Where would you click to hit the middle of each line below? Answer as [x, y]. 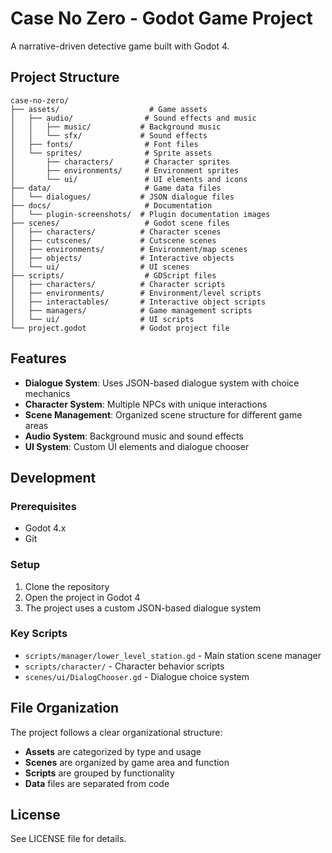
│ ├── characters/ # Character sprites [120, 162]
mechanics [47, 393]
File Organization [65, 708]
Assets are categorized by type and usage [113, 751]
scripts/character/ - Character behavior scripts [124, 666]
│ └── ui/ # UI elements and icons [129, 179]
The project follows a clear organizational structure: [116, 732]
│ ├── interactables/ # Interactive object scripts [138, 302]
